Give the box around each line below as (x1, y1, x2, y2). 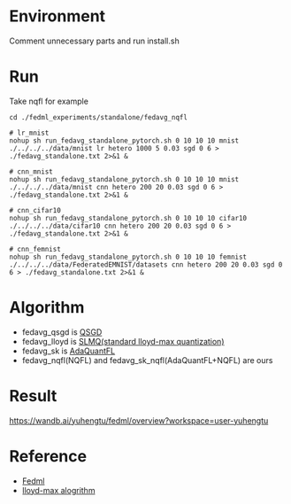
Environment (9, 6, 106, 27)
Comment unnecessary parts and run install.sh (9, 35, 180, 46)
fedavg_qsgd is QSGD (21, 326, 103, 337)
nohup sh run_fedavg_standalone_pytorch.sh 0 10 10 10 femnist (9, 252, 248, 261)
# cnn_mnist (9, 167, 53, 176)
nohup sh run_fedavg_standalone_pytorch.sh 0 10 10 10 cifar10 (9, 213, 248, 222)
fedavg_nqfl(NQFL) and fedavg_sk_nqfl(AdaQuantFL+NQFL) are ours (21, 354, 273, 365)
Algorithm (9, 298, 85, 318)
